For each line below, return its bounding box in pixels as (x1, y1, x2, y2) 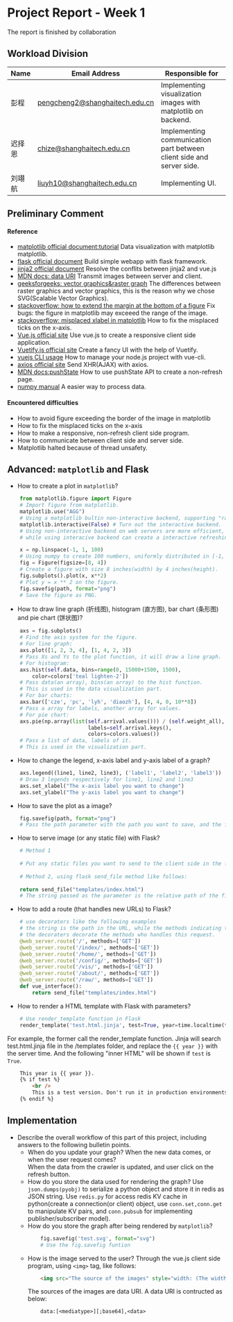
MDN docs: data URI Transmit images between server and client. (17, 272, 202, 280)
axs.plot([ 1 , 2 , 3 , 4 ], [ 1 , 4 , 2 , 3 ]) (19, 647, 132, 654)
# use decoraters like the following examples (19, 918, 157, 925)
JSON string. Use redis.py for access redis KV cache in (27, 1192, 188, 1201)
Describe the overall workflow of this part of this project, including (17, 1133, 207, 1142)
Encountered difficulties (7, 398, 78, 406)
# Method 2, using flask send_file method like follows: (19, 873, 188, 880)
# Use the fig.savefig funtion (40, 1242, 130, 1248)
